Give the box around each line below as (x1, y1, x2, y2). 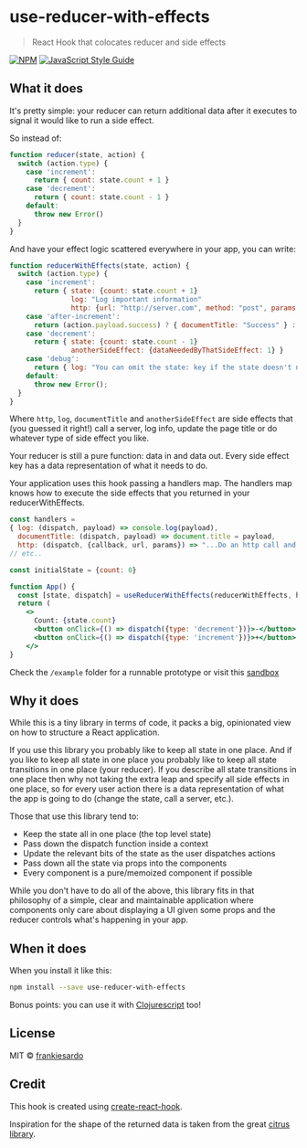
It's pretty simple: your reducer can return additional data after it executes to (9, 105, 297, 116)
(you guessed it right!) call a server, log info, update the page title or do (9, 423, 278, 434)
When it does (9, 941, 87, 956)
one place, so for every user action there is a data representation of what (9, 783, 285, 794)
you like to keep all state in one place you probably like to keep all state (9, 754, 277, 765)
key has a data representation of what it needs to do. (9, 460, 208, 472)
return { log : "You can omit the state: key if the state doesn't (33, 363, 292, 372)
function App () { (9, 582, 76, 591)
